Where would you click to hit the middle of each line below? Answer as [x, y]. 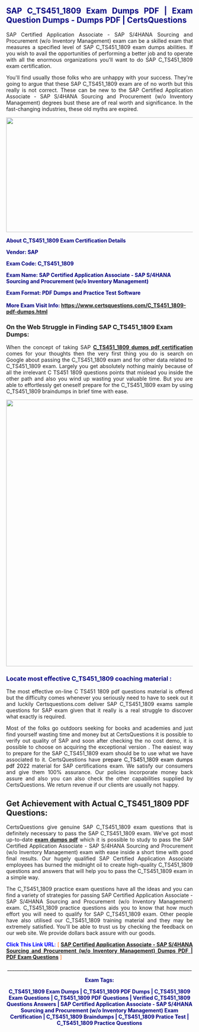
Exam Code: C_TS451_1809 [40, 263]
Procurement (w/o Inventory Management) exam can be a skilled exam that [99, 41]
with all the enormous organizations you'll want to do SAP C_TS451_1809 [99, 59]
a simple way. [23, 877]
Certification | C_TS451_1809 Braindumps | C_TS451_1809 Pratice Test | [99, 1017]
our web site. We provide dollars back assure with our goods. [81, 933]
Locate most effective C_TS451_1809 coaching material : [89, 679]
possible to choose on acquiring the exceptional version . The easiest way [99, 747]
